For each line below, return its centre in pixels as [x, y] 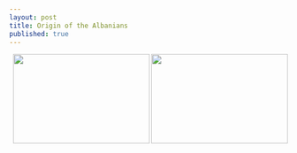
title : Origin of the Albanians [69, 26]
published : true [39, 34]
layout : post [33, 17]
